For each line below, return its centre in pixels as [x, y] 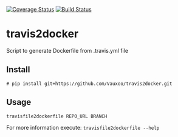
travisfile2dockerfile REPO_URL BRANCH [57, 116]
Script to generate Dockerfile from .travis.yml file [67, 50]
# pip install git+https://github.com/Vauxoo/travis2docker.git [89, 84]
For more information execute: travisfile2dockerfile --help [83, 127]
